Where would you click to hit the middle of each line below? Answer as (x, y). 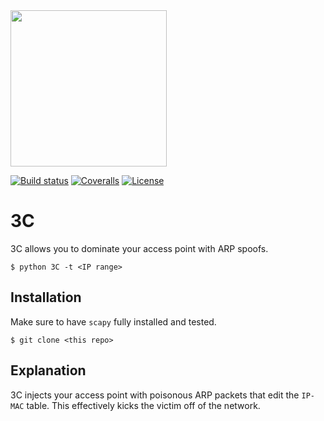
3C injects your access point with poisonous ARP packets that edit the (155, 395)
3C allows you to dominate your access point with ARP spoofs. (139, 248)
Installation (46, 297)
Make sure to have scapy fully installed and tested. (113, 321)
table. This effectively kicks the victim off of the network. (143, 405)
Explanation (48, 370)
